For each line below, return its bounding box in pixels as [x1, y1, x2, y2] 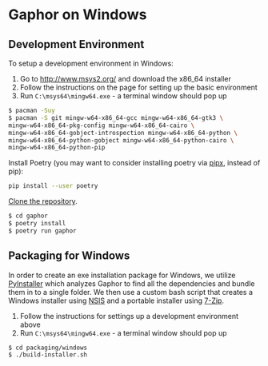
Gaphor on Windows [8, 6, 147, 24]
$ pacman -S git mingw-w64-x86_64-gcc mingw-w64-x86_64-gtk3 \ [8, 113, 224, 121]
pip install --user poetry [8, 182, 98, 190]
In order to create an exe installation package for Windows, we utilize [8, 270, 236, 280]
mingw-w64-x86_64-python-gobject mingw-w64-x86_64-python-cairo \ [8, 136, 234, 145]
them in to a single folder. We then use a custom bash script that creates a [8, 287, 254, 296]
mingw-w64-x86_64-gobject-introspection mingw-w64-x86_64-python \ [8, 129, 238, 137]
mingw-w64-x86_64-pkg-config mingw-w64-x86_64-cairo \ [8, 121, 195, 129]
